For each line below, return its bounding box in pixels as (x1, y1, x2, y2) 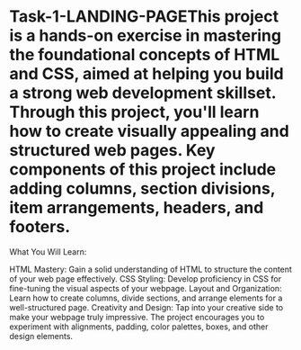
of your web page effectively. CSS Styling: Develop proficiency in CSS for (9, 273, 281, 284)
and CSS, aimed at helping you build (9, 64, 285, 85)
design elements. (9, 330, 74, 341)
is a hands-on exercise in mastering (9, 25, 281, 46)
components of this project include (9, 159, 277, 180)
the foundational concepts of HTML (9, 45, 280, 65)
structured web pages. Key (9, 140, 216, 161)
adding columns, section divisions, (9, 178, 276, 199)
